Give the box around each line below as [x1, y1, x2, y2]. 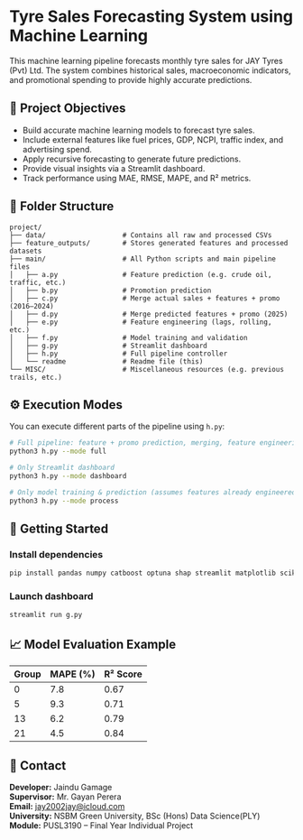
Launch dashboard [9, 590, 94, 603]
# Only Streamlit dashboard [9, 463, 115, 473]
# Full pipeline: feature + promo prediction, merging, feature [9, 438, 256, 448]
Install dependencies [9, 548, 104, 560]
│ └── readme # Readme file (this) [9, 356, 204, 366]
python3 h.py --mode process [9, 496, 119, 505]
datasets [9, 246, 42, 255]
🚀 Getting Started [9, 522, 109, 537]
